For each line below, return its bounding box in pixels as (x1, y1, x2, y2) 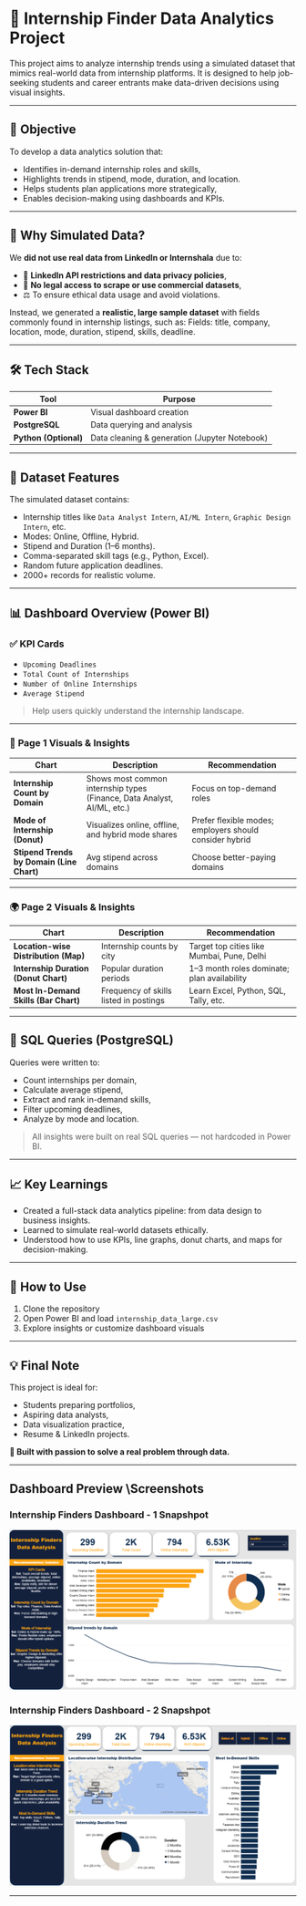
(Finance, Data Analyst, (86, 792, 174, 803)
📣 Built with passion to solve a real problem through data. (9, 1445, 230, 1457)
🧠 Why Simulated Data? (9, 228, 146, 243)
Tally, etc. (189, 995, 225, 1006)
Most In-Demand (13, 985, 80, 997)
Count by (13, 788, 50, 799)
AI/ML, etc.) (86, 802, 130, 813)
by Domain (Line (13, 856, 77, 867)
